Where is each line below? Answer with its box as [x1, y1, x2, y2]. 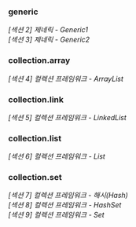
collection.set [8, 172, 62, 183]
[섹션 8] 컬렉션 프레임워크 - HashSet [8, 200, 122, 210]
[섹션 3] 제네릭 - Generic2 [8, 35, 90, 45]
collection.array [8, 55, 71, 66]
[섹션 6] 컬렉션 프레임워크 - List [8, 152, 106, 161]
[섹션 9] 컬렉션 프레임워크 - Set [8, 211, 105, 220]
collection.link [8, 93, 64, 104]
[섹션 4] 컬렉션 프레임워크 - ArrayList [8, 74, 124, 83]
